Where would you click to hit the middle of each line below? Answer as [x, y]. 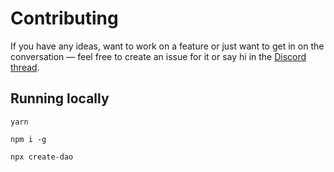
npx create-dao [42, 157]
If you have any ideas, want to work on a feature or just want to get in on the [167, 46]
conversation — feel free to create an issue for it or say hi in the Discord [158, 56]
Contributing [64, 18]
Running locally [60, 98]
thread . [25, 67]
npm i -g [28, 139]
